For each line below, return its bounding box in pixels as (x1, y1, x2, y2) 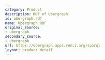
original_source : (5, 25, 40, 30)
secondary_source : (5, 34, 42, 39)
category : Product (5, 7, 42, 12)
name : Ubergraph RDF (5, 20, 47, 26)
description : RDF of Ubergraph (5, 12, 68, 16)
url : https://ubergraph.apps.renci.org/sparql (5, 43, 101, 48)
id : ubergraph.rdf (5, 16, 42, 21)
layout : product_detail (5, 47, 53, 52)
